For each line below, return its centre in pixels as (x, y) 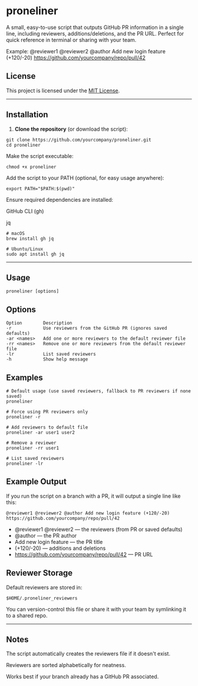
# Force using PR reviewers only (47, 412)
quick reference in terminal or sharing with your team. (71, 40)
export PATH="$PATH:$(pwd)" (41, 189)
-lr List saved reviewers (51, 354)
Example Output (36, 482)
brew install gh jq (30, 239)
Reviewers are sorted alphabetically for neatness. (66, 665)
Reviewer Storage (39, 573)
